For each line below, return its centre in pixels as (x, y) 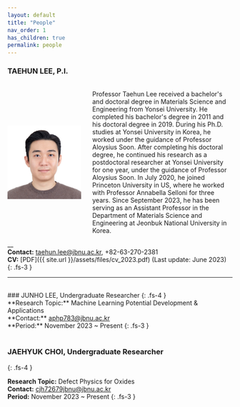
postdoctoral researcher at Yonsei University (158, 162)
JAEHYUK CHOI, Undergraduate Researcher (86, 352)
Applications (26, 311)
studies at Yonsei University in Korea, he (152, 132)
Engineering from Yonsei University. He (150, 109)
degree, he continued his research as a (150, 155)
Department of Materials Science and (147, 216)
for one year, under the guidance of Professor (160, 170)
